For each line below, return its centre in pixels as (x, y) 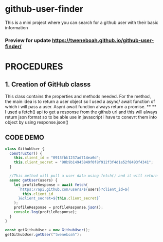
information (17, 27)
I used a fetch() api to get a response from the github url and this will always (81, 112)
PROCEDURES (34, 67)
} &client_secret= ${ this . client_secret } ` (59, 199)
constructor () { (26, 153)
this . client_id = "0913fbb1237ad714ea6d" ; (57, 158)
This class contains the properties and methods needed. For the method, (78, 96)
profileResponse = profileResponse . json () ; (59, 208)
